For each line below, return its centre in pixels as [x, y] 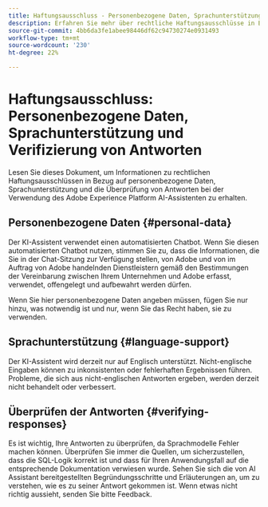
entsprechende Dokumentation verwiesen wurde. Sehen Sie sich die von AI [132, 469]
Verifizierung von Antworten [105, 151]
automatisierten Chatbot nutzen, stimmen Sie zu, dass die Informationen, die [134, 250]
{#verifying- [178, 412]
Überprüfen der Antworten [76, 412]
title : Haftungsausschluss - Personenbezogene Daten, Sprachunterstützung [135, 16]
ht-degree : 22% [33, 53]
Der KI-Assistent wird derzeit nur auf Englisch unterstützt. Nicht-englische [130, 361]
